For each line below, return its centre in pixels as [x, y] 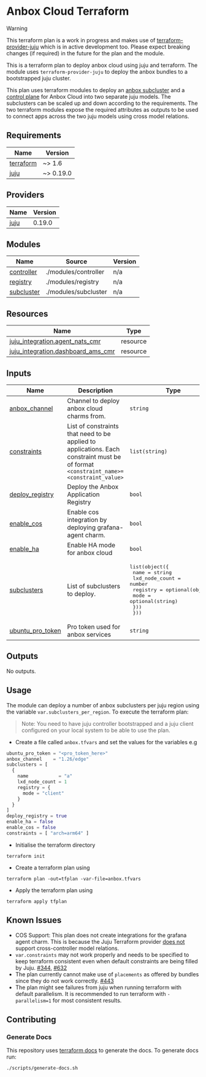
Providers [25, 195]
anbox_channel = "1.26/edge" [48, 759]
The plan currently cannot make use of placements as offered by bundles [107, 974]
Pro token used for [94, 627]
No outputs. [21, 671]
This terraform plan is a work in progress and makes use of [81, 40]
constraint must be [94, 457]
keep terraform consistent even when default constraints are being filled [106, 961]
